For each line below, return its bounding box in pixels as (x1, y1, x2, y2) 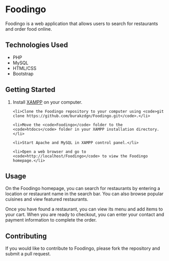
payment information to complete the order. (5, 217, 97, 223)
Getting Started (5, 85, 56, 94)
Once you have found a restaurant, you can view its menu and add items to (5, 206, 163, 212)
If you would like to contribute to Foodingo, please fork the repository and (5, 245, 160, 251)
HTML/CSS (12, 65, 37, 71)
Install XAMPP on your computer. (12, 99, 83, 105)
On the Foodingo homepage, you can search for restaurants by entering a (5, 185, 160, 192)
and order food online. (5, 26, 53, 32)
